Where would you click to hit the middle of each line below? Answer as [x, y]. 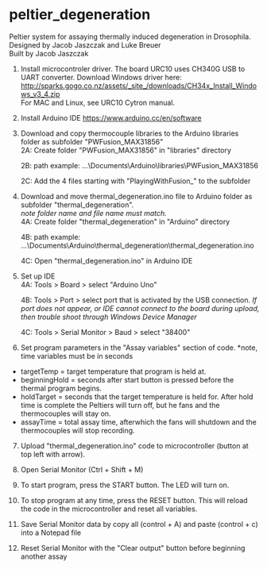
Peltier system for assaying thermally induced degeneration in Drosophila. [130, 37]
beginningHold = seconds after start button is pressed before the [127, 379]
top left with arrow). [53, 454]
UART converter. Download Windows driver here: [101, 77]
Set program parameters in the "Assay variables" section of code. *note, [139, 348]
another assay [44, 556]
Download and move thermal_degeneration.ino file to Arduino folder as [136, 196]
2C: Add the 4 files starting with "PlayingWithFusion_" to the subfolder [135, 181]
